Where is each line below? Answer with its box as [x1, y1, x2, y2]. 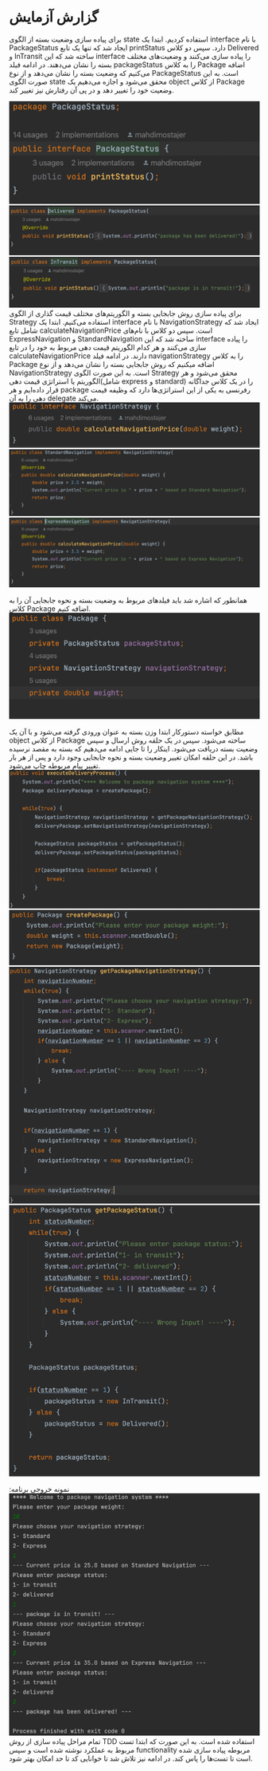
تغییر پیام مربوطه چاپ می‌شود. [9, 760, 101, 770]
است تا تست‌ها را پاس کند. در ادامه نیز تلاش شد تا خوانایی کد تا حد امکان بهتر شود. [9, 1753, 253, 1763]
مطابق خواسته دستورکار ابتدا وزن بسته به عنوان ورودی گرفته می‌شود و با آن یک [9, 727, 244, 736]
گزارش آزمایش [9, 8, 99, 26]
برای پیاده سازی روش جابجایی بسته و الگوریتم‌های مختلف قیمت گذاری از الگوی [9, 308, 242, 318]
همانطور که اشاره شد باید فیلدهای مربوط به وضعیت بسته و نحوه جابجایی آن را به [9, 595, 247, 605]
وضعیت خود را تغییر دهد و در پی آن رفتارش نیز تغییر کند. [9, 85, 174, 95]
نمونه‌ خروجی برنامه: [9, 1484, 70, 1493]
